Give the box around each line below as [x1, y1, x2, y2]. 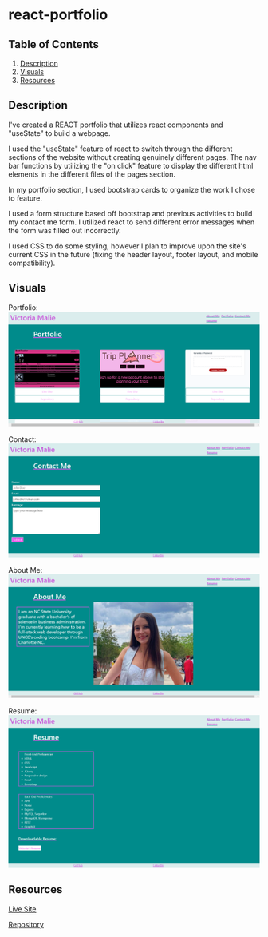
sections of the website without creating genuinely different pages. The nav [8, 152, 257, 161]
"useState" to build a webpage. [8, 128, 111, 137]
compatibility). [8, 258, 56, 268]
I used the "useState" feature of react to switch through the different [8, 144, 233, 153]
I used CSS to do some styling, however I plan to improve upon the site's [8, 241, 247, 251]
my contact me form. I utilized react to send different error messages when [8, 217, 255, 227]
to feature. [8, 193, 42, 203]
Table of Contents [8, 38, 100, 51]
